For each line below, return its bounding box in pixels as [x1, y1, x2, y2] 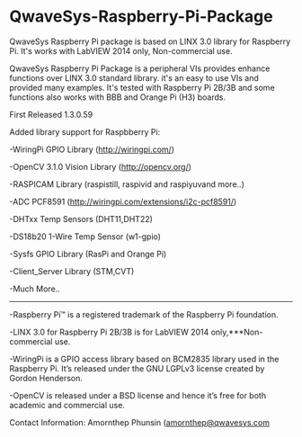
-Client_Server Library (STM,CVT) [9, 265, 135, 276]
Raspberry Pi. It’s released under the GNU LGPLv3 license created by [9, 362, 265, 374]
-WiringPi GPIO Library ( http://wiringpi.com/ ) [9, 144, 175, 155]
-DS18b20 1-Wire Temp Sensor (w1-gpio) [9, 231, 162, 242]
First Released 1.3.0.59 [9, 109, 93, 120]
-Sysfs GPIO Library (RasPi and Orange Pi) [9, 248, 167, 259]
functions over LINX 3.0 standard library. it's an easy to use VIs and [9, 72, 259, 83]
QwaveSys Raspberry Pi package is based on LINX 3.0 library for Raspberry [9, 36, 291, 47]
